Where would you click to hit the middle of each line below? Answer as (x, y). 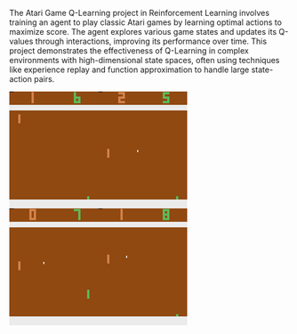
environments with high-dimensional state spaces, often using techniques (144, 60)
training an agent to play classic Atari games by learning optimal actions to (146, 22)
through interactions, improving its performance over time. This (151, 41)
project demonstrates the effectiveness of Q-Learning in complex (129, 51)
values (21, 41)
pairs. (44, 79)
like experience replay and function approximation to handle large (129, 69)
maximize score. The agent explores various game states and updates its (143, 32)
